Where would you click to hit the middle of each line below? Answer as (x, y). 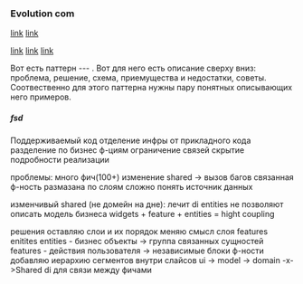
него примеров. (41, 97)
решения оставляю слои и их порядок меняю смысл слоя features (139, 232)
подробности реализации (60, 160)
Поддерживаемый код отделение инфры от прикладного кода (131, 141)
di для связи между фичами (99, 270)
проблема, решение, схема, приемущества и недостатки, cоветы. (138, 78)
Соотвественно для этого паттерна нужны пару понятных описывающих (151, 88)
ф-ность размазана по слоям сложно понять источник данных (132, 187)
